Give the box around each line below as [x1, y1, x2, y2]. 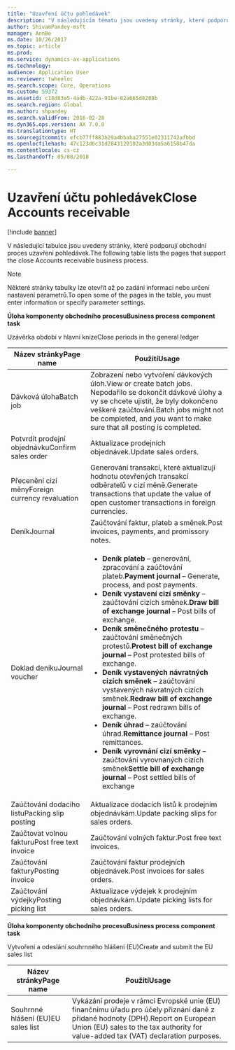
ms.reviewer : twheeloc [7, 75, 73, 83]
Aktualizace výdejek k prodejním [90, 886, 197, 896]
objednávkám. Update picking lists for [90, 895, 213, 904]
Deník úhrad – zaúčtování [102, 720, 187, 729]
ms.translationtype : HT [7, 127, 77, 134]
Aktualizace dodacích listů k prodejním [90, 799, 218, 809]
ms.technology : [7, 62, 52, 69]
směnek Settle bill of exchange [102, 764, 205, 773]
